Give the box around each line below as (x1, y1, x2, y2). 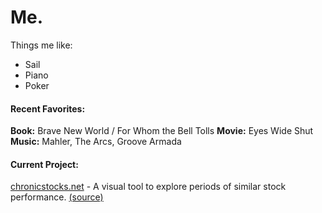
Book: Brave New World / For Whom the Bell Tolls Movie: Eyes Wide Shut (10, 125, 314, 137)
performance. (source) (10, 191, 104, 203)
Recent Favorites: (10, 102, 86, 115)
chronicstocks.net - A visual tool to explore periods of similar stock (10, 181, 287, 193)
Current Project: (10, 158, 79, 170)
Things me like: (10, 39, 73, 51)
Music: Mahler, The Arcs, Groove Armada (10, 136, 182, 148)
